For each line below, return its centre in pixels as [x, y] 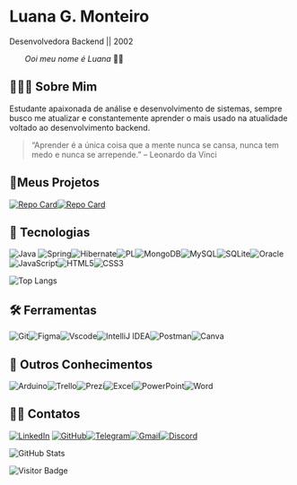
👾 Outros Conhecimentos [81, 364]
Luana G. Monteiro [79, 17]
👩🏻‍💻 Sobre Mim [53, 87]
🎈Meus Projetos [55, 182]
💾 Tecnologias [50, 232]
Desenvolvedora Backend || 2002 [71, 41]
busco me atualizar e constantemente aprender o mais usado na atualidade [148, 117]
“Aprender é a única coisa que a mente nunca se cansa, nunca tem [155, 144]
